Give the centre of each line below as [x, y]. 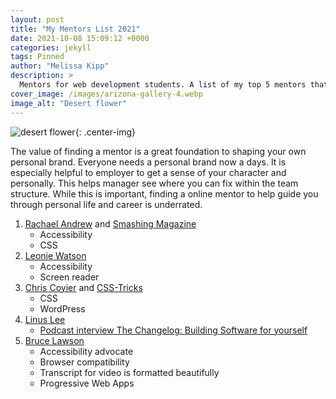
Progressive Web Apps [87, 383]
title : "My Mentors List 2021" [75, 29]
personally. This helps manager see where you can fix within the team [154, 183]
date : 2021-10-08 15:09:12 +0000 [80, 38]
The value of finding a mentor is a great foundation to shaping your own [158, 151]
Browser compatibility [84, 362]
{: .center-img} [105, 132]
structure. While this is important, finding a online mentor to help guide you [164, 193]
